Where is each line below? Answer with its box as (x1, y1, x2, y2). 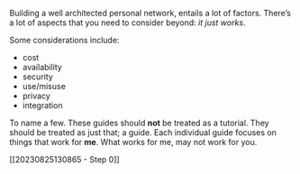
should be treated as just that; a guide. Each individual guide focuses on (9, 127, 277, 138)
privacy (22, 90, 51, 101)
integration (22, 100, 63, 111)
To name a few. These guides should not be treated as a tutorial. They (9, 117, 269, 128)
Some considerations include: (9, 35, 120, 45)
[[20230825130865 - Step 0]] (9, 154, 120, 165)
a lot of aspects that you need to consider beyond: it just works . (9, 17, 246, 28)
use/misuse (22, 81, 66, 91)
